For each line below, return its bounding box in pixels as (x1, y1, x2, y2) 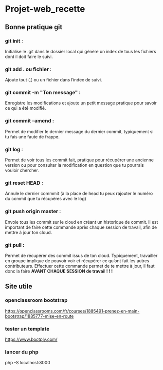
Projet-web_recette (5, 3, 85, 15)
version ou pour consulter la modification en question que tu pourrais (5, 162, 144, 168)
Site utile (5, 282, 33, 291)
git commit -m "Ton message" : (5, 89, 81, 96)
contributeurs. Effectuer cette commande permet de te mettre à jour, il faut (5, 263, 155, 269)
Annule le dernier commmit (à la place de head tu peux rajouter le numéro (5, 191, 153, 196)
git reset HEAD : (5, 179, 43, 186)
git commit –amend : (5, 117, 54, 124)
